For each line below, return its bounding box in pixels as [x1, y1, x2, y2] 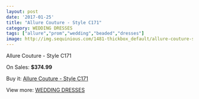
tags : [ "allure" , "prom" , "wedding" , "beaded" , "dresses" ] [6, 31, 145, 37]
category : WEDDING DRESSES [6, 25, 73, 31]
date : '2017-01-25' [6, 14, 54, 20]
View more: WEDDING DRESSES [6, 87, 85, 93]
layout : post [6, 8, 38, 15]
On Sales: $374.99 [6, 64, 52, 71]
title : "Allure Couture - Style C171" [6, 19, 102, 25]
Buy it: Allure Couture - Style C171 [6, 75, 89, 82]
